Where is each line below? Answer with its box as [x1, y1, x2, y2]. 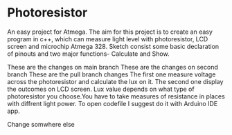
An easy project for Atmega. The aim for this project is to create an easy [7, 28, 213, 36]
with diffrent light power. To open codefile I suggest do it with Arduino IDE [7, 99, 218, 107]
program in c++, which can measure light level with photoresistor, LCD [7, 34, 208, 43]
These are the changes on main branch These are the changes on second [7, 63, 218, 71]
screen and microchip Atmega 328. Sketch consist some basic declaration [7, 42, 220, 50]
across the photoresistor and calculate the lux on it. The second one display [7, 77, 224, 85]
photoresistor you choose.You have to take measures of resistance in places [7, 92, 225, 101]
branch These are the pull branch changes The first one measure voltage [7, 70, 216, 79]
